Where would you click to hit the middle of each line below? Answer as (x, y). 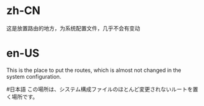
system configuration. (34, 76)
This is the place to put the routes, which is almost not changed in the (94, 70)
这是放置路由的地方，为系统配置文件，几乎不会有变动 (73, 28)
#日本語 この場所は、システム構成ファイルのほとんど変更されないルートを (100, 89)
